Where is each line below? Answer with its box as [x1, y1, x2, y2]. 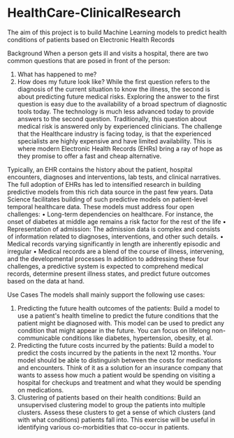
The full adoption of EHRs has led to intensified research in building [7, 180, 201, 188]
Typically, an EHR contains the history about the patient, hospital [7, 165, 193, 174]
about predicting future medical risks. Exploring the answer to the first [17, 92, 219, 101]
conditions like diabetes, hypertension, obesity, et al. [61, 334, 213, 342]
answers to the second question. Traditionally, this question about [17, 114, 207, 123]
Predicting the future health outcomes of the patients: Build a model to [17, 304, 220, 312]
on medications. [17, 386, 64, 394]
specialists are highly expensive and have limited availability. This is [17, 136, 212, 145]
